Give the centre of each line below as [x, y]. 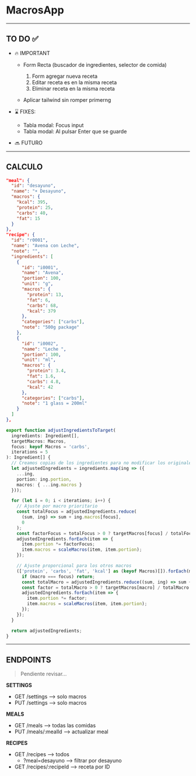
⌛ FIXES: [25, 111]
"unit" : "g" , [37, 284]
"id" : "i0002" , [40, 344]
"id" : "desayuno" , [34, 186]
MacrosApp [35, 10]
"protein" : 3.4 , [47, 371]
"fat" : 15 [29, 218]
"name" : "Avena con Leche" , [45, 246]
